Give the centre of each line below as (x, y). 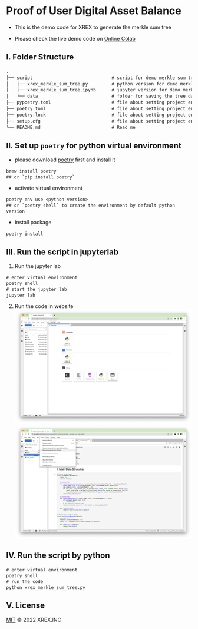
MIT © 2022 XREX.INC (34, 620)
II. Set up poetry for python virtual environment (94, 145)
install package (33, 223)
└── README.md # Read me (71, 127)
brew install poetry (32, 171)
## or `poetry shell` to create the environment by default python (91, 206)
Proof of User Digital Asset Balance (94, 11)
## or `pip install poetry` (41, 177)
